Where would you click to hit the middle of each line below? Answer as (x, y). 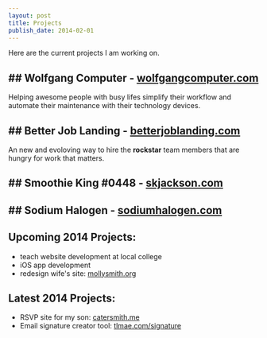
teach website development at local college (91, 256)
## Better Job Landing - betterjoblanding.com (124, 131)
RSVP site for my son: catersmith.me (80, 317)
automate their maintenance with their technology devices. (104, 106)
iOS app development (55, 265)
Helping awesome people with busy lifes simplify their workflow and (120, 97)
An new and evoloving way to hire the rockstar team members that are (124, 150)
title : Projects (35, 23)
